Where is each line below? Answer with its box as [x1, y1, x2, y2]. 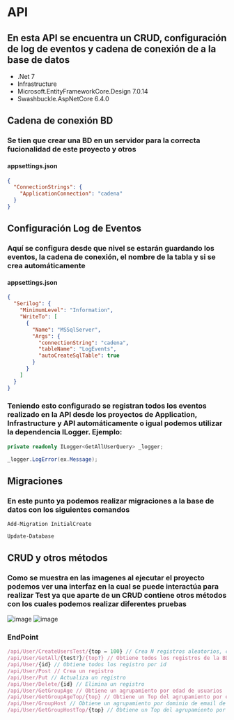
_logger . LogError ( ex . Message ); [7, 455, 98, 463]
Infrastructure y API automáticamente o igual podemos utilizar [7, 418, 223, 428]
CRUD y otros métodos [7, 552, 108, 564]
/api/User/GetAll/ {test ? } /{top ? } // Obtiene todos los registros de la [7, 654, 219, 662]
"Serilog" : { [13, 300, 52, 307]
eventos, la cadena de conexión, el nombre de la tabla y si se [7, 252, 216, 262]
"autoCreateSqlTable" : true [38, 352, 120, 360]
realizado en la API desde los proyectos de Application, [7, 410, 197, 420]
